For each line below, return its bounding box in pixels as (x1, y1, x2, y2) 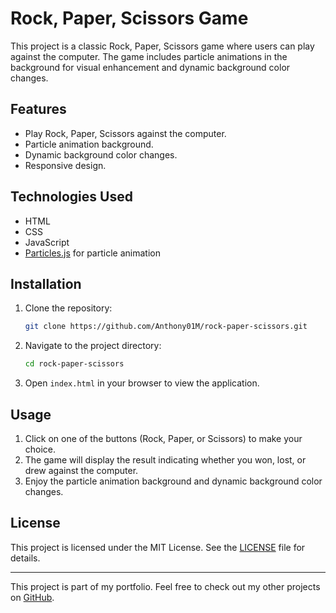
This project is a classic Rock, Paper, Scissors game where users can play (10, 40, 315, 52)
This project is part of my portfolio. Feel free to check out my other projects (10, 580, 321, 592)
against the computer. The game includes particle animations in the (10, 50, 288, 62)
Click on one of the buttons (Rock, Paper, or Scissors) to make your (24, 432, 303, 444)
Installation (10, 275, 82, 292)
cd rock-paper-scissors (24, 359, 125, 369)
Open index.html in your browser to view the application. (24, 377, 260, 389)
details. (10, 552, 41, 564)
